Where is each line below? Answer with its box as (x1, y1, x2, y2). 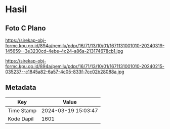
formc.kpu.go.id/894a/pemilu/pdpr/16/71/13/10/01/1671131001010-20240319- (5, 43, 165, 49)
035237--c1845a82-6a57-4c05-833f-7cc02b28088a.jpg (5, 69, 125, 75)
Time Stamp (8, 107, 37, 114)
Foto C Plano (5, 24, 46, 33)
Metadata (5, 83, 36, 92)
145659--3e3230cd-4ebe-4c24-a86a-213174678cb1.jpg (5, 48, 123, 54)
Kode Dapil (8, 115, 34, 122)
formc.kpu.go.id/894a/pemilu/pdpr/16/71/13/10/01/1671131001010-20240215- (5, 63, 164, 69)
